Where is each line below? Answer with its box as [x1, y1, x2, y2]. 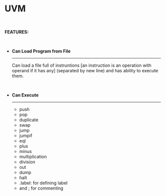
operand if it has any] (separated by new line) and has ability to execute [11, 67, 159, 73]
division [19, 159, 36, 165]
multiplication [19, 153, 47, 159]
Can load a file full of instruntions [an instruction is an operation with [11, 62, 152, 68]
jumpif [19, 132, 33, 139]
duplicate [19, 117, 39, 123]
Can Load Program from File [11, 48, 71, 54]
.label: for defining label [19, 180, 68, 186]
